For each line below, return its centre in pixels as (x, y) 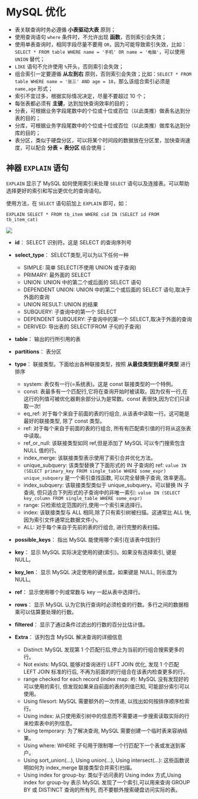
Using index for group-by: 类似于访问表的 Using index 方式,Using (102, 775)
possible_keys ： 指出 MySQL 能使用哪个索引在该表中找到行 (88, 539)
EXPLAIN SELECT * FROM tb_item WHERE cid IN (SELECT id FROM (83, 214)
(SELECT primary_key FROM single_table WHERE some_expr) (95, 471)
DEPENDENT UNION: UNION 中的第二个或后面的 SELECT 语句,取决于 (107, 289)
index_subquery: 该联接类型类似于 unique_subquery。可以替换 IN (103, 485)
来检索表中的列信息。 (49, 723)
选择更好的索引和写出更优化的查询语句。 (55, 191)
